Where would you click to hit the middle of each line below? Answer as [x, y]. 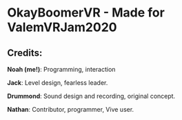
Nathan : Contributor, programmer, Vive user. [71, 109]
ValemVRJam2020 [62, 27]
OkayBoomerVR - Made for [86, 13]
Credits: [25, 53]
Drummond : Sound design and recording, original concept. [91, 96]
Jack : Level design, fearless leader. [58, 83]
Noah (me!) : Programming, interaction [61, 69]
